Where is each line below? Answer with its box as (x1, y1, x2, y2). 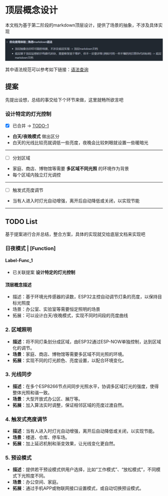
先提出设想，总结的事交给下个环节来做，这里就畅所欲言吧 (5, 96, 123, 102)
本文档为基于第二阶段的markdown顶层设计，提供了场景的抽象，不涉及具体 (5, 22, 158, 28)
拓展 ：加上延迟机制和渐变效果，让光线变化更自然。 (12, 440, 118, 446)
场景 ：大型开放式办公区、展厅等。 (12, 395, 83, 401)
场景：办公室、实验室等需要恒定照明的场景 (12, 306, 100, 312)
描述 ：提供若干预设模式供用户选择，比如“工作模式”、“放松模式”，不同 (12, 466, 156, 472)
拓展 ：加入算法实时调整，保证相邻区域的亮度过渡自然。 (12, 402, 126, 408)
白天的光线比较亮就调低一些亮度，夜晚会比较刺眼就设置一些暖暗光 (12, 139, 148, 145)
